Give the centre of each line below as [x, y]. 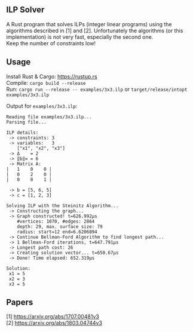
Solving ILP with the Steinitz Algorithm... [62, 205]
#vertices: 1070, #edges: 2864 [56, 221]
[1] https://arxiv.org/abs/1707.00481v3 [53, 316]
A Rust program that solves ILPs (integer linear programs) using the [89, 24]
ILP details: [22, 133]
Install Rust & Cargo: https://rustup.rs [52, 76]
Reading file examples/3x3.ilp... [49, 117]
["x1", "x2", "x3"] [41, 148]
